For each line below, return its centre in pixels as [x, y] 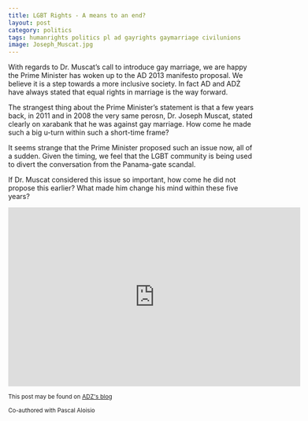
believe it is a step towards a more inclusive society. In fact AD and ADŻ [124, 84]
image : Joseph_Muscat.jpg [50, 45]
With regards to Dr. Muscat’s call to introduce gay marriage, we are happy [128, 67]
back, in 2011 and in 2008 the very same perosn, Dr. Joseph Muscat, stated [131, 116]
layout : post [30, 23]
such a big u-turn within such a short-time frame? [89, 133]
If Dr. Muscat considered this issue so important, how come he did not [122, 180]
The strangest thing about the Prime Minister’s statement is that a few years [131, 108]
